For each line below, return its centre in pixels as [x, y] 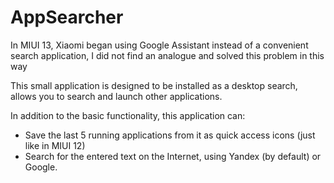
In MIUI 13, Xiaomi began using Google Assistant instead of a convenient [159, 45]
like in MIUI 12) [55, 145]
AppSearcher [67, 17]
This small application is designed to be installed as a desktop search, [154, 85]
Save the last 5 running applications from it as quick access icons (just [170, 135]
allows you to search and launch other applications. [116, 96]
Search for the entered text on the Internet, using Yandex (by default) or [173, 156]
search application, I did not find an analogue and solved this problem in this [167, 55]
